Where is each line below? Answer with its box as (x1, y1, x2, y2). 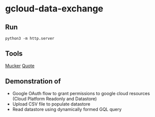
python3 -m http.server (5, 36, 55, 41)
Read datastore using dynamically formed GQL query (12, 106, 122, 112)
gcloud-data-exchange (5, 3, 104, 14)
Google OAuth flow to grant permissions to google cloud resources (12, 90, 151, 96)
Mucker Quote (5, 63, 35, 69)
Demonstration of (5, 77, 61, 86)
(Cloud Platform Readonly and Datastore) (12, 96, 97, 102)
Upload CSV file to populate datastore (12, 101, 91, 107)
